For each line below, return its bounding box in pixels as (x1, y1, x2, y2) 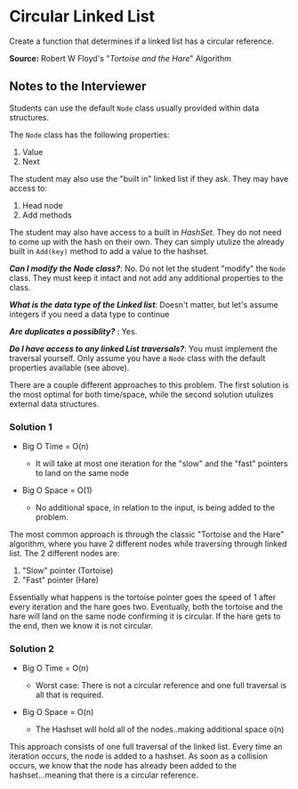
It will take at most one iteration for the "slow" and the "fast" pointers (35, 458, 288, 469)
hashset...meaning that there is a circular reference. (9, 769, 198, 781)
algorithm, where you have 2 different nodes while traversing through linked (9, 538, 287, 549)
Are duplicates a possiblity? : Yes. (9, 325, 138, 336)
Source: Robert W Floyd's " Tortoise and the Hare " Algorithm (9, 53, 231, 63)
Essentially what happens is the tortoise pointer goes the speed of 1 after (9, 592, 277, 603)
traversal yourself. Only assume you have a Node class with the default (9, 352, 266, 363)
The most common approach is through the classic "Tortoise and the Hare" (9, 529, 285, 540)
